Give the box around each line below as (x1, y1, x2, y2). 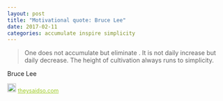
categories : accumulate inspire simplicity (7, 29, 136, 37)
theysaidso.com (17, 87, 59, 95)
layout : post (7, 10, 45, 17)
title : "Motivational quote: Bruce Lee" (7, 17, 127, 24)
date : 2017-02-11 (7, 23, 58, 30)
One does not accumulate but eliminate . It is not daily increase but (24, 49, 216, 57)
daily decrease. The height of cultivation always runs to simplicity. (24, 56, 214, 65)
